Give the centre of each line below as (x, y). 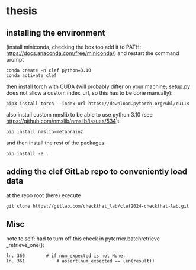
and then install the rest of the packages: (56, 143)
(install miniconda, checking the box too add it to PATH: (73, 47)
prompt (15, 60)
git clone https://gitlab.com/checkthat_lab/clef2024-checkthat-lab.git (98, 206)
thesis (22, 11)
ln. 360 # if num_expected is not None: (66, 256)
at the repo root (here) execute (44, 195)
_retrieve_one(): (25, 245)
